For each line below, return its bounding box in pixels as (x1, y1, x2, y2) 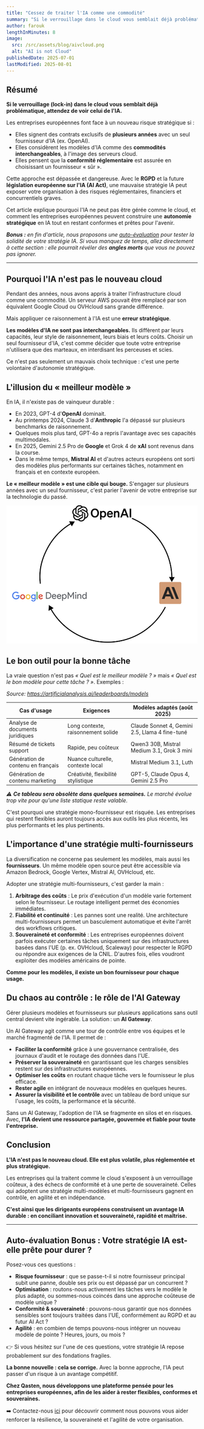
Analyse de (8, 719, 38, 726)
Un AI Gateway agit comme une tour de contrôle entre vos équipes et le (6, 1027, 185, 1035)
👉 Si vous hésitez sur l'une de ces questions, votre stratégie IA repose (6, 1343, 185, 1350)
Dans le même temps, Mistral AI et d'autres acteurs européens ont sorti (15, 455, 195, 463)
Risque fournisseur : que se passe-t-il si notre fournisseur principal (15, 1273, 185, 1280)
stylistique (67, 777, 93, 784)
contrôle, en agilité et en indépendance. (6, 1194, 106, 1201)
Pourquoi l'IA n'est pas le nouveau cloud (6, 274, 162, 284)
